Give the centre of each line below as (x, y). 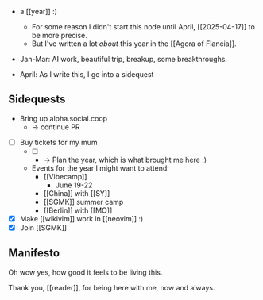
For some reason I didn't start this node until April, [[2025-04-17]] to (143, 27)
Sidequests (37, 100)
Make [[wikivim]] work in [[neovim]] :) (81, 218)
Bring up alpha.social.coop (64, 118)
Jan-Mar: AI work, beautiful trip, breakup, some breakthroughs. (124, 59)
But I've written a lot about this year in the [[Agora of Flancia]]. (134, 44)
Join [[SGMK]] (43, 227)
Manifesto (34, 253)
